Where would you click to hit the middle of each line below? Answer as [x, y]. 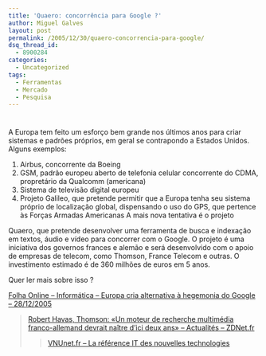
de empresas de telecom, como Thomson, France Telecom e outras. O [124, 256]
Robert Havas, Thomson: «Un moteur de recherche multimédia [131, 319]
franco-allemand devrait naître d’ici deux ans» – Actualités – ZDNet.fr [141, 328]
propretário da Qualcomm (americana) [83, 182]
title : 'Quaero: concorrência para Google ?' [85, 16]
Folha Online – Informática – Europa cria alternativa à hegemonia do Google [132, 295]
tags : [17, 75]
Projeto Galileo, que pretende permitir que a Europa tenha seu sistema [135, 198]
